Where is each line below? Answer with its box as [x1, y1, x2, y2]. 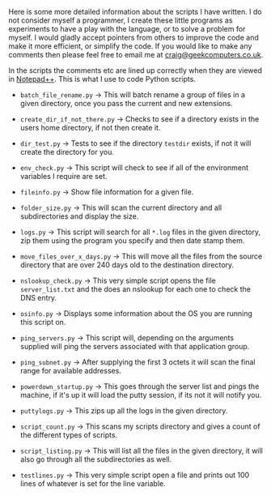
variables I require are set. [19, 172, 108, 181]
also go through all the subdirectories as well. [19, 454, 172, 464]
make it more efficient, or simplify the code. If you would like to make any [8, 41, 252, 51]
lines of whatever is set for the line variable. [19, 479, 166, 489]
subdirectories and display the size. [19, 211, 139, 221]
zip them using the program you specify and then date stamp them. [19, 236, 245, 245]
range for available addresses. [19, 366, 121, 375]
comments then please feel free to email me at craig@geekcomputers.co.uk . [8, 50, 264, 59]
